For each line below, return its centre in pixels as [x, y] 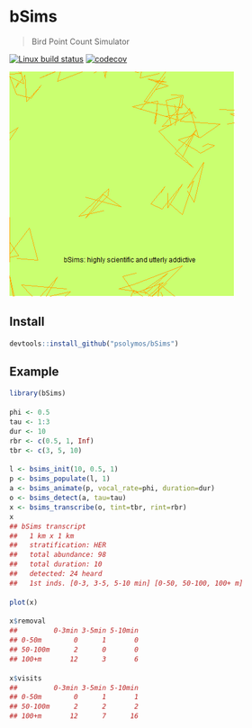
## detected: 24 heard [56, 574]
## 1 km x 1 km [42, 536]
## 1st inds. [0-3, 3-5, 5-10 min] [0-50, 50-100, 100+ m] [126, 583]
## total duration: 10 [56, 564]
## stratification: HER [58, 545]
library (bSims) [38, 393]
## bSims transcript [48, 526]
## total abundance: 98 [58, 555]
